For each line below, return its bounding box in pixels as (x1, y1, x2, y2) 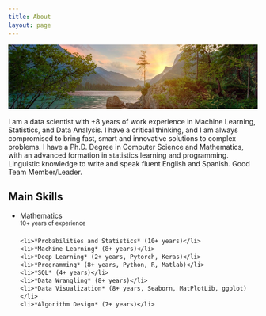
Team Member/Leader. (8, 167, 83, 177)
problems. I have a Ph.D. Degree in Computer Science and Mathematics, (8, 142, 244, 151)
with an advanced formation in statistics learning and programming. (8, 150, 229, 160)
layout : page (8, 21, 51, 29)
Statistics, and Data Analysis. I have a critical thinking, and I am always (8, 125, 239, 135)
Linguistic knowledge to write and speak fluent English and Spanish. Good (8, 158, 251, 168)
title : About (8, 13, 51, 21)
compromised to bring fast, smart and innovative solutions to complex (8, 133, 236, 143)
